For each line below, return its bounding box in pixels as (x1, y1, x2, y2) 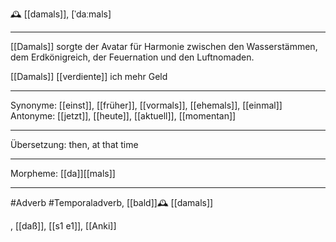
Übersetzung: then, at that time (10, 139, 139, 150)
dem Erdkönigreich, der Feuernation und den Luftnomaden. (10, 51, 255, 63)
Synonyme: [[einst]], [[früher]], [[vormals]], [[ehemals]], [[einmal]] (10, 99, 283, 111)
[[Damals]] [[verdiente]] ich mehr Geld (10, 71, 168, 82)
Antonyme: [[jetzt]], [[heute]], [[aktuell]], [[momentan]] (10, 110, 237, 122)
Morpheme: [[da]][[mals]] (10, 168, 116, 179)
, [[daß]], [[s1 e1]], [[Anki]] (10, 220, 117, 232)
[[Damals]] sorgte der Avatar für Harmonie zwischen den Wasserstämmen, (10, 41, 318, 52)
